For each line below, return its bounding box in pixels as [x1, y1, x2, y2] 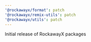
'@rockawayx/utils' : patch [5, 17, 62, 22]
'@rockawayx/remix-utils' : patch [5, 12, 76, 17]
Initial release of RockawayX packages [5, 31, 86, 37]
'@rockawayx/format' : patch [5, 7, 65, 13]
